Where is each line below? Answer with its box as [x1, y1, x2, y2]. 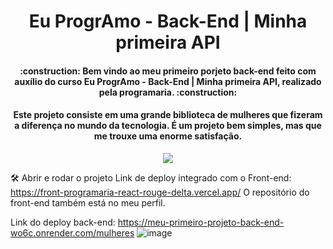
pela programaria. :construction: [98, 86, 238, 98]
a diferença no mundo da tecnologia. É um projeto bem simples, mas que [14, 120, 322, 132]
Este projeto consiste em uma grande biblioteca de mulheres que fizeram [13, 109, 323, 121]
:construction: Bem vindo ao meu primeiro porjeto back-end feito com [19, 65, 317, 77]
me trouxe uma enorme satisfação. [93, 130, 243, 142]
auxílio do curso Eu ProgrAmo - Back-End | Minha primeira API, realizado [14, 75, 322, 87]
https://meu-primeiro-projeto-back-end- [117, 216, 285, 228]
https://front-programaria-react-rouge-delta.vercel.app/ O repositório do [10, 186, 310, 198]
